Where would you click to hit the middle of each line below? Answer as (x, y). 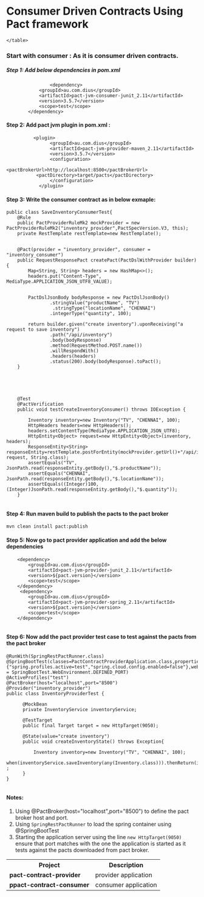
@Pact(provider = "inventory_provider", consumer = (84, 250)
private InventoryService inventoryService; (80, 709)
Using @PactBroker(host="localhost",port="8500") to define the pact (102, 811)
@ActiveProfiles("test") (38, 678)
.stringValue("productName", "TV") (94, 303)
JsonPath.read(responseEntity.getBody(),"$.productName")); (84, 468)
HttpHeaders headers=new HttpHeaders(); (80, 426)
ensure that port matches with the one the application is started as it (100, 844)
